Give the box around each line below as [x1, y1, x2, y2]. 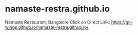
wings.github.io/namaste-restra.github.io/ [5, 24, 89, 30]
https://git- [111, 19, 133, 25]
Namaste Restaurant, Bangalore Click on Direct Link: [5, 19, 110, 25]
